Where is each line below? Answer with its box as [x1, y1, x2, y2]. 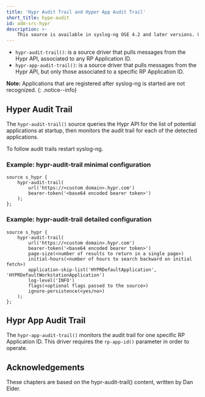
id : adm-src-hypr [6, 20, 51, 26]
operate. [6, 344, 27, 352]
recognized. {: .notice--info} [6, 86, 77, 94]
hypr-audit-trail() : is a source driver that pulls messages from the [15, 48, 186, 56]
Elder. [6, 385, 21, 392]
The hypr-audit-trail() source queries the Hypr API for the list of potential [6, 120, 196, 127]
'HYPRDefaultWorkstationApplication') [6, 272, 105, 278]
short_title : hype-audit [6, 15, 70, 21]
